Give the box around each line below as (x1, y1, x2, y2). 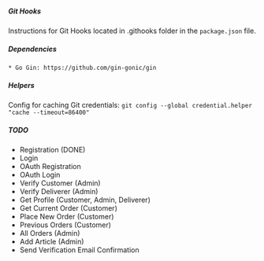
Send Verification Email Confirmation (19, 244, 139, 255)
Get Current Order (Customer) (19, 203, 118, 212)
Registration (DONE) (19, 145, 86, 154)
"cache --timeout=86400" (8, 108, 90, 116)
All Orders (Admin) (19, 228, 80, 237)
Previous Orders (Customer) (19, 220, 112, 230)
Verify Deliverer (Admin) (19, 186, 99, 196)
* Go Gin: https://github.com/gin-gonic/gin (8, 64, 157, 72)
